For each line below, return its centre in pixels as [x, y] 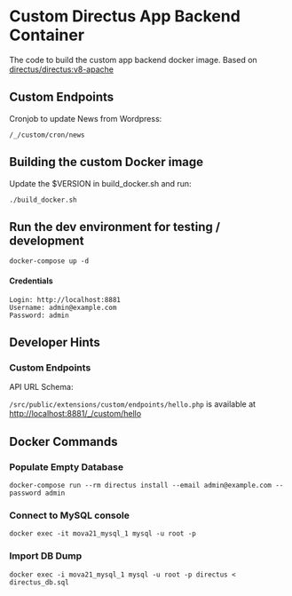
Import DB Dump [46, 556]
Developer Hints [55, 342]
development [47, 240]
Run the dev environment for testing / [114, 227]
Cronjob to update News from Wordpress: [86, 118]
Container [47, 35]
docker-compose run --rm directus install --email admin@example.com [141, 485]
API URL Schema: [41, 387]
